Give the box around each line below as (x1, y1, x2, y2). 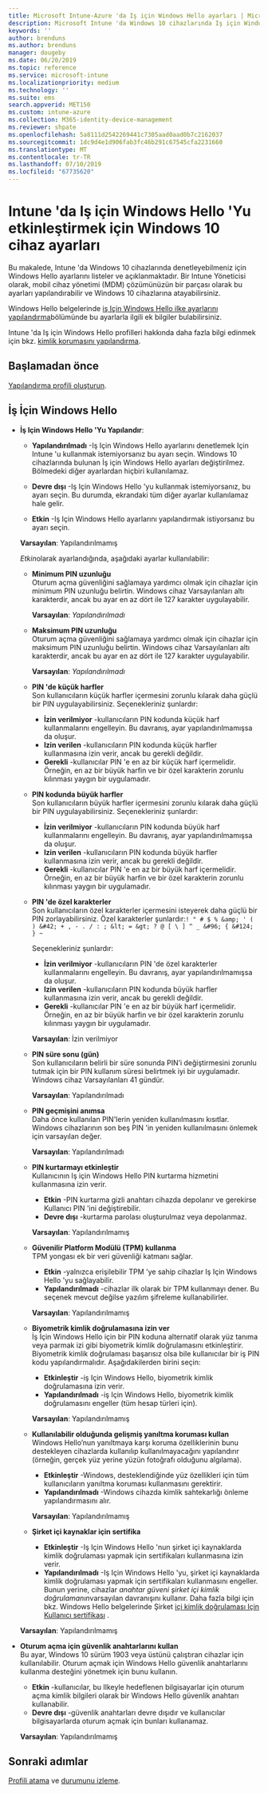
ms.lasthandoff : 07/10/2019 (8, 161, 102, 169)
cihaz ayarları (8, 237, 100, 254)
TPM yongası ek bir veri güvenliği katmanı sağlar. (31, 1251, 193, 1260)
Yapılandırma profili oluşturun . (8, 381, 107, 390)
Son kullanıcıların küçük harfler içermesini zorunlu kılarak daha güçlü (31, 690, 258, 700)
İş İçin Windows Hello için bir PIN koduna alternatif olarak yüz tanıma (31, 1332, 258, 1341)
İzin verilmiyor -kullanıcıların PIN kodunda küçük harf (43, 714, 220, 724)
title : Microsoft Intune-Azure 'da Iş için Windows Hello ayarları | (8, 11, 245, 20)
